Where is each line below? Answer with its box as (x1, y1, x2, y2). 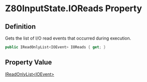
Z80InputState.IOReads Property (5, 3, 143, 14)
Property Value (5, 58, 52, 66)
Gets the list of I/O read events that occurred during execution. (5, 35, 131, 41)
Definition (5, 22, 36, 31)
